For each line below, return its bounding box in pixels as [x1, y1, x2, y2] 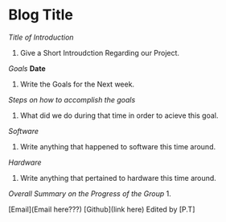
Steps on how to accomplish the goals [8, 94, 136, 104]
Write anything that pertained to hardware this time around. [19, 173, 217, 182]
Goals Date [8, 63, 46, 73]
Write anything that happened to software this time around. [19, 141, 216, 151]
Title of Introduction [8, 32, 74, 42]
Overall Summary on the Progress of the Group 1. [8, 188, 171, 199]
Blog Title [8, 6, 74, 24]
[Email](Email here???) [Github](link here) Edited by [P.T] [8, 204, 195, 214]
